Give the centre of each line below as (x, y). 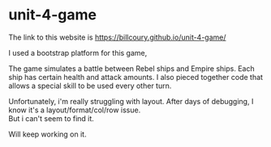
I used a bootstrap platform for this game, (78, 52)
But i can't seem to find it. (52, 118)
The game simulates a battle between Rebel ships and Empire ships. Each (131, 68)
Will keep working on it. (47, 134)
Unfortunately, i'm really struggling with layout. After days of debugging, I (131, 101)
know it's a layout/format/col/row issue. (75, 110)
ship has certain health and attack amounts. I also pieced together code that (136, 77)
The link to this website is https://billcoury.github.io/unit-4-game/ (117, 37)
